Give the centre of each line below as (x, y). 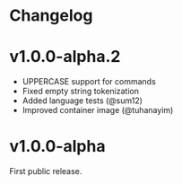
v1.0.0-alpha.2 (65, 57)
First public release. (46, 171)
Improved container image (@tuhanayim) (98, 110)
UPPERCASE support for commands (89, 82)
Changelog (51, 16)
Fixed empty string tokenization (80, 92)
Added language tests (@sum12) (82, 101)
